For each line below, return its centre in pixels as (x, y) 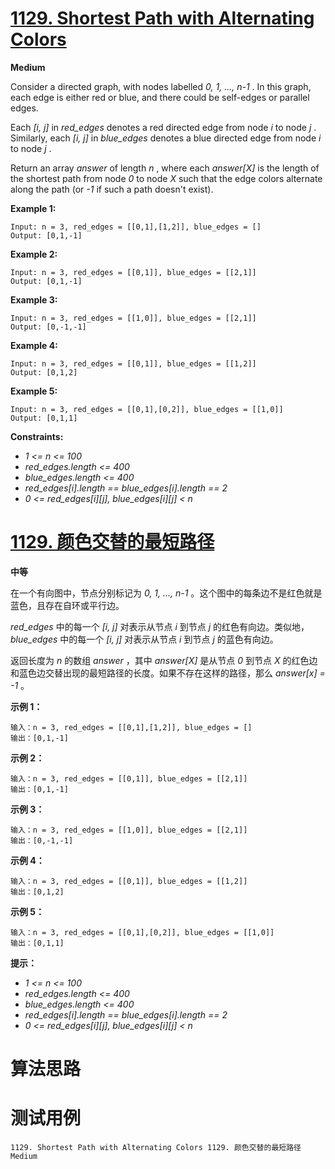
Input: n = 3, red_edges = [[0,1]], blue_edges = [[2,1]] (133, 272)
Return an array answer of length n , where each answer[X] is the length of (165, 168)
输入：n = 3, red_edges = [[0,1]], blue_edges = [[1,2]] (129, 881)
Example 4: (34, 345)
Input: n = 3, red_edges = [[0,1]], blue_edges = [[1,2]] (133, 363)
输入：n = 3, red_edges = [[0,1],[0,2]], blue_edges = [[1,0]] (142, 932)
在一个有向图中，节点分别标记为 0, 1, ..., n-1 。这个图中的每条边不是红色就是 (166, 593)
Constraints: (37, 436)
